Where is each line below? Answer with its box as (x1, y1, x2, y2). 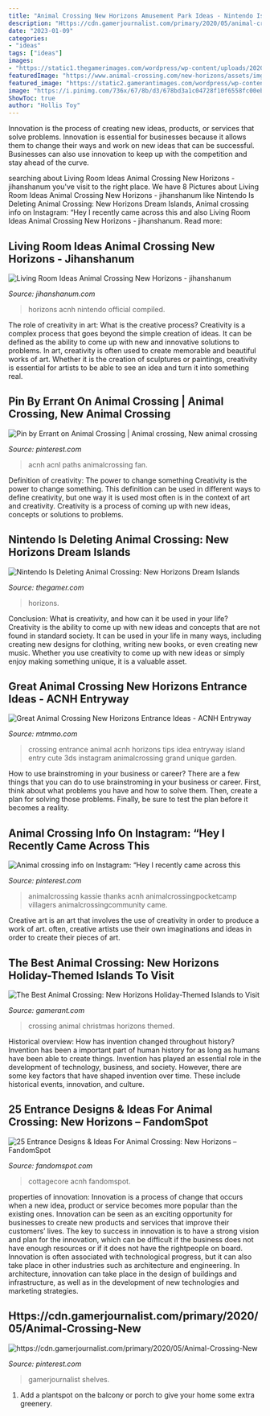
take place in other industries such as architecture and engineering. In (8, 1260, 240, 1270)
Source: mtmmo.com (8, 729, 78, 739)
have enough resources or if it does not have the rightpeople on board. (8, 1243, 243, 1253)
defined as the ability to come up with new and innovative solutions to (8, 337, 239, 347)
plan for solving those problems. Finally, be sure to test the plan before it (8, 794, 248, 805)
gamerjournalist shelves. (27, 1374, 110, 1384)
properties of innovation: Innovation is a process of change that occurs (8, 1192, 243, 1201)
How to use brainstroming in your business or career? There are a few (8, 769, 240, 779)
